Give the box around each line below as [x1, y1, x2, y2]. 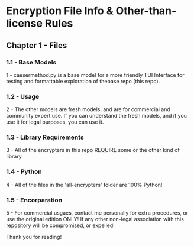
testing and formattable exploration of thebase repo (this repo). [6, 77, 160, 85]
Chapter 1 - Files [6, 40, 67, 50]
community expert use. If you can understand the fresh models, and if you [6, 112, 187, 119]
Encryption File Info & [6, 4, 114, 18]
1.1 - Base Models [6, 58, 57, 66]
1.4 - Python [6, 167, 43, 176]
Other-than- [115, 4, 177, 18]
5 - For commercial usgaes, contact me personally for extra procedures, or [6, 209, 188, 216]
